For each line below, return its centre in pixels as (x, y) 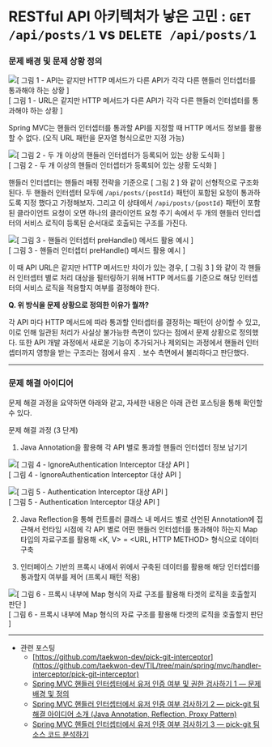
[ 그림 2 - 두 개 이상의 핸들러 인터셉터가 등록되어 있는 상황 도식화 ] (113, 165)
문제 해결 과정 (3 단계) (43, 429)
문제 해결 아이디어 (41, 383)
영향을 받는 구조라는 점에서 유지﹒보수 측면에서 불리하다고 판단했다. (142, 352)
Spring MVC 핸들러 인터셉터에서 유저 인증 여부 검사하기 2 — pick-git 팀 (146, 704)
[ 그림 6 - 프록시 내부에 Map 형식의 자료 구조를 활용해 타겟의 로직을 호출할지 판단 (136, 614)
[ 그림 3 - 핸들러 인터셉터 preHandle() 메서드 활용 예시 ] (97, 250)
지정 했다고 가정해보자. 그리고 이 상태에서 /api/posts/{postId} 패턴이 (134, 203)
